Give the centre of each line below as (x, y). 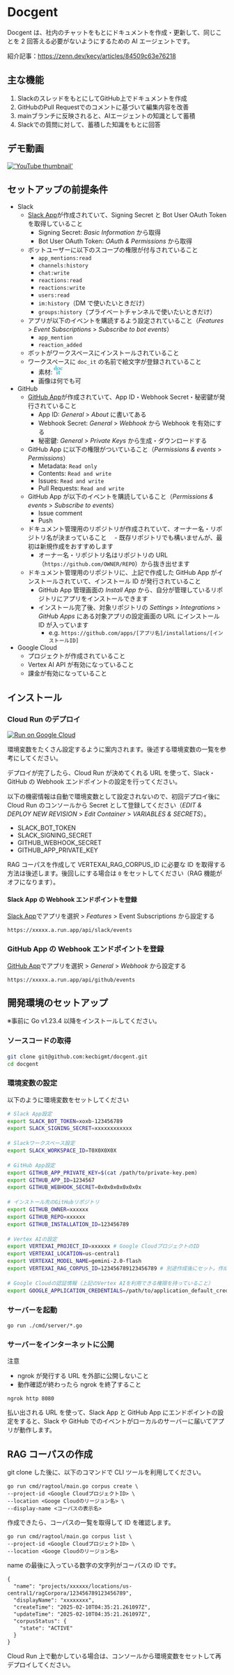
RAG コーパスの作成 (50, 1454)
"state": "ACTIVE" (46, 1628)
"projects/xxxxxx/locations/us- (85, 1586)
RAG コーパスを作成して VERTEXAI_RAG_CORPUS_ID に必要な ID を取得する (117, 865)
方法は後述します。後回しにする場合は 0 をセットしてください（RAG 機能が (115, 873)
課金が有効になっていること (67, 673)
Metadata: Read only (68, 466)
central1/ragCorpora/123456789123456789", (70, 1593)
